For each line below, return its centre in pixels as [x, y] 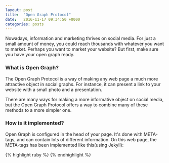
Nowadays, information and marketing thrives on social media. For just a [80, 38]
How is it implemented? [35, 123]
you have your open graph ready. [40, 55]
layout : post [19, 10]
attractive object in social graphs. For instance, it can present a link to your [83, 84]
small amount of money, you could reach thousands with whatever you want [85, 44]
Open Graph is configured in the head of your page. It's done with [74, 134]
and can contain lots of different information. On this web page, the [87, 139]
